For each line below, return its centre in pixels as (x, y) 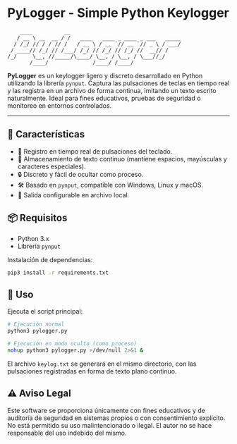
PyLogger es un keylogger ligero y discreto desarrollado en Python (105, 75)
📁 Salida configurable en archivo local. (73, 195)
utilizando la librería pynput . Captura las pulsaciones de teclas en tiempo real (119, 83)
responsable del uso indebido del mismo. (67, 433)
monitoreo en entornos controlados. (60, 105)
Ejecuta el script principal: (45, 312)
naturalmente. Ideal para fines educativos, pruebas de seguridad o (104, 98)
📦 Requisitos (37, 218)
